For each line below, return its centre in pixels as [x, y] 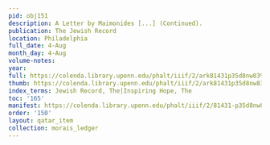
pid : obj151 [28, 16]
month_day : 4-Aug [37, 53]
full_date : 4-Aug [37, 46]
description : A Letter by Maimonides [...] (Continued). [106, 23]
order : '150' [30, 114]
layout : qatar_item [41, 121]
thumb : [19, 83]
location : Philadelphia [48, 38]
